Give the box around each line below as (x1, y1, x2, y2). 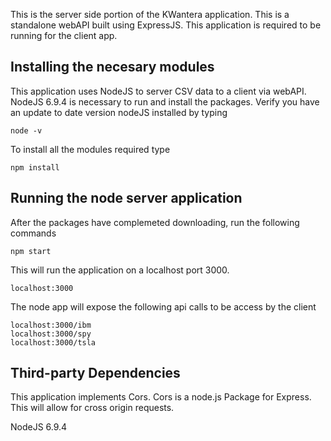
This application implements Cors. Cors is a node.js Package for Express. (10, 391, 312, 403)
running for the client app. (10, 30, 118, 41)
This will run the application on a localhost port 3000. (10, 264, 230, 276)
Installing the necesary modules (10, 59, 215, 76)
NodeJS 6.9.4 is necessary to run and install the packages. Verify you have (10, 95, 320, 108)
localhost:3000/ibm (10, 320, 92, 330)
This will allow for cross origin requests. (10, 402, 175, 414)
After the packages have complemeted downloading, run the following (10, 216, 300, 228)
